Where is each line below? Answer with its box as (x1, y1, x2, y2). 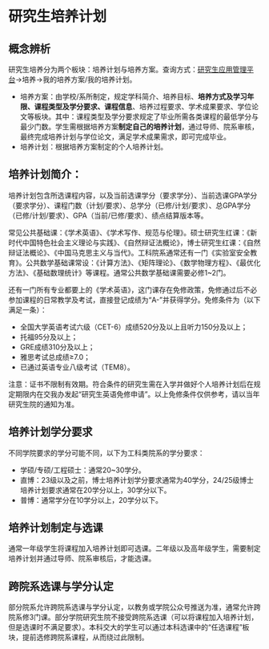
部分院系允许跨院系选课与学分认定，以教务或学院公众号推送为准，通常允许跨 (8, 602, 261, 612)
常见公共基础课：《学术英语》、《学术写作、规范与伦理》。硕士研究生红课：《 (8, 227, 251, 237)
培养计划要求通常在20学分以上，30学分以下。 (19, 485, 171, 495)
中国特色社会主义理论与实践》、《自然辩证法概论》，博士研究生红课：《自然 (22, 238, 261, 247)
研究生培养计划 (8, 7, 107, 26)
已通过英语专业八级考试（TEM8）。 (19, 362, 134, 372)
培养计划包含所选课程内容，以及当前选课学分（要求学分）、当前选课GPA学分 (8, 190, 258, 200)
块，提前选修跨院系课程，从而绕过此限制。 (8, 632, 149, 643)
